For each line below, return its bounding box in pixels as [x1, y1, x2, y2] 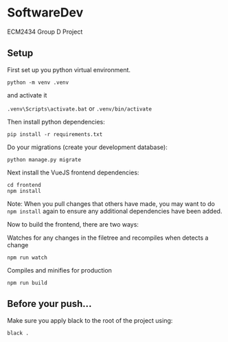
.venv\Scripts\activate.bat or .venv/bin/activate [7, 104, 152, 113]
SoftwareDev [7, 5, 84, 21]
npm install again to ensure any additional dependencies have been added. [7, 207, 223, 215]
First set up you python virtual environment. [7, 65, 131, 73]
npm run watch [7, 254, 48, 261]
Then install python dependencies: [7, 117, 105, 126]
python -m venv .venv [7, 79, 69, 86]
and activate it [7, 91, 47, 99]
